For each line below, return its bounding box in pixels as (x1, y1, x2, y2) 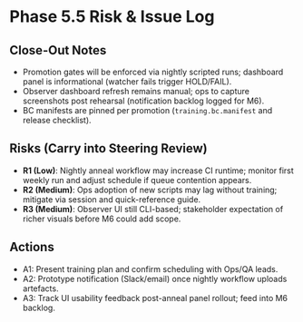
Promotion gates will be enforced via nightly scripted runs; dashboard (22, 66, 284, 77)
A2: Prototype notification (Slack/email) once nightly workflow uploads (22, 273, 288, 284)
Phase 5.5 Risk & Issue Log (9, 6, 215, 27)
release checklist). (22, 115, 93, 125)
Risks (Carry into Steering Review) (9, 141, 208, 156)
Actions (9, 239, 54, 255)
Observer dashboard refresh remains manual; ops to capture (22, 86, 249, 96)
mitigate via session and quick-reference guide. (22, 193, 201, 205)
